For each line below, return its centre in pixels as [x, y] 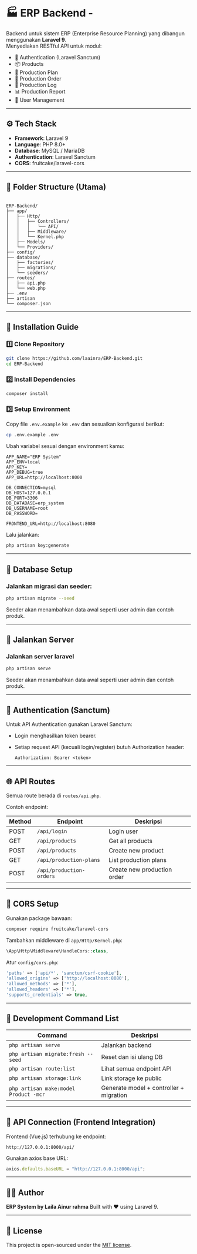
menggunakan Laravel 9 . [36, 39]
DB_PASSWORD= [22, 514]
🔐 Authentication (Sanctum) [58, 710]
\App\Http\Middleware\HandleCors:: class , [57, 951]
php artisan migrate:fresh [47, 1054]
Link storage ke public [132, 1078]
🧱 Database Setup [40, 569]
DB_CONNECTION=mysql [31, 488]
